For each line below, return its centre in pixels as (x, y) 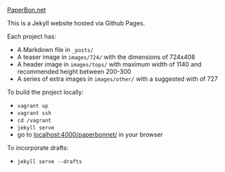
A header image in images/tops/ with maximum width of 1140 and (109, 64)
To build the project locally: (45, 92)
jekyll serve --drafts (49, 162)
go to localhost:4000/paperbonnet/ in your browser (90, 134)
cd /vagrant (34, 121)
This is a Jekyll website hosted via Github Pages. (76, 23)
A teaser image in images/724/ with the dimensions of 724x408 (106, 57)
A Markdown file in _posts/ (55, 50)
